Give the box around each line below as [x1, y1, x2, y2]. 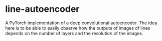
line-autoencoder [5, 3, 80, 15]
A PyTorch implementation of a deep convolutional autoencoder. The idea [5, 20, 157, 26]
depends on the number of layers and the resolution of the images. [5, 30, 143, 36]
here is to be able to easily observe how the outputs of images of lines [5, 25, 150, 31]
